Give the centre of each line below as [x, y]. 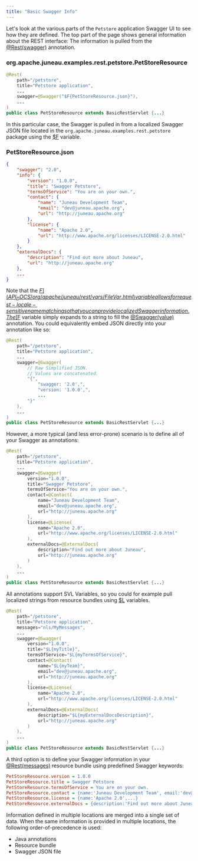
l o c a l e [24, 305]
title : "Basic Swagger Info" [42, 11]
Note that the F [24, 291]
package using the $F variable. [44, 137]
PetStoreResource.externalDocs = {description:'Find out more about [92, 804]
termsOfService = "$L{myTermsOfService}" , [77, 655]
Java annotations [36, 839]
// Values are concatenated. [63, 373]
